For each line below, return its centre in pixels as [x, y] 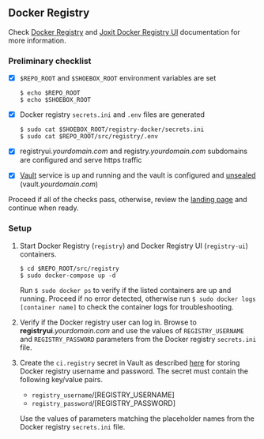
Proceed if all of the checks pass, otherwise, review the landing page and [128, 200]
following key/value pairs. [61, 379]
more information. [37, 40]
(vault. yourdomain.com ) [59, 184]
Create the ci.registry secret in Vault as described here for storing [130, 362]
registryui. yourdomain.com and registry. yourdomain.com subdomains [133, 151]
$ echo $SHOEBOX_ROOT [55, 100]
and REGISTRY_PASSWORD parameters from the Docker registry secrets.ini [138, 339]
